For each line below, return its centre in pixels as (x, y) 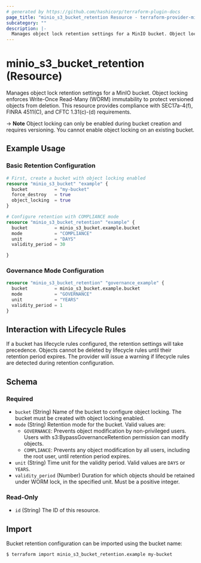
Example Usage (36, 149)
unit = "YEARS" (45, 300)
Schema (22, 381)
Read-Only (22, 497)
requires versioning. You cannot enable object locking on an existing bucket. (100, 130)
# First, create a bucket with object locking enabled (76, 178)
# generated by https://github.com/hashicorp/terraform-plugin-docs (93, 12)
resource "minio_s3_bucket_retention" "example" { (71, 222)
